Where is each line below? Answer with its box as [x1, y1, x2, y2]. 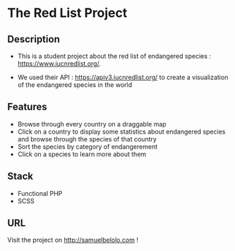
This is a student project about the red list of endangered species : [17, 52, 212, 60]
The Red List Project [7, 5, 128, 21]
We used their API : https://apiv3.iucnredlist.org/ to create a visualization [17, 73, 229, 81]
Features [7, 101, 47, 113]
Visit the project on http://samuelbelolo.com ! [7, 235, 139, 245]
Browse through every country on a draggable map [17, 119, 167, 128]
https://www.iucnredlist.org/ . [17, 59, 101, 68]
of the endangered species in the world [17, 81, 133, 89]
